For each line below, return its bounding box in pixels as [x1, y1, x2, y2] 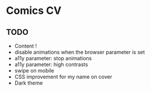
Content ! [14, 42, 37, 49]
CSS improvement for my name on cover [14, 74, 113, 80]
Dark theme [14, 79, 43, 86]
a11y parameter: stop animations [14, 55, 92, 61]
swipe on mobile [14, 67, 54, 74]
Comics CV [6, 4, 62, 17]
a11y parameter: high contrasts [14, 61, 89, 68]
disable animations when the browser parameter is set [14, 49, 145, 56]
